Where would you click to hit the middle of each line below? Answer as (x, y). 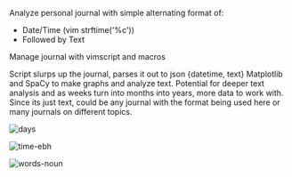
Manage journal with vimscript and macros (88, 56)
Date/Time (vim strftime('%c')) (78, 30)
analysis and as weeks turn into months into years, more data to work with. (146, 93)
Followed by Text (53, 40)
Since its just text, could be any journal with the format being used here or (145, 102)
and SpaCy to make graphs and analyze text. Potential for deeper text (137, 83)
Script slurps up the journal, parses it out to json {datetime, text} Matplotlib (146, 74)
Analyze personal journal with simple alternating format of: (117, 13)
